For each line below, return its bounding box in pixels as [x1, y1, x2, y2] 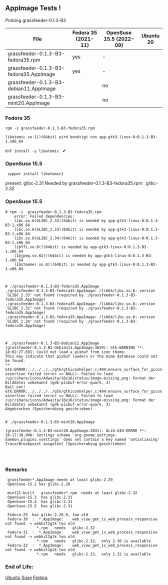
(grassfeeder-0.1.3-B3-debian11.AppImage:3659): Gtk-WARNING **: [5, 345, 144, 350]
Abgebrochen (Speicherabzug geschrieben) [5, 406, 93, 411]
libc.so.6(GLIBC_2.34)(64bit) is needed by [14, 235, 106, 240]
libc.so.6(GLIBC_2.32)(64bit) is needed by [14, 218, 106, 223]
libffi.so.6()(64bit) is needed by [14, 244, 88, 249]
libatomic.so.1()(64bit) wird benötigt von [5, 134, 97, 139]
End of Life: [5, 563, 33, 570]
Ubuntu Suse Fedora [5, 574, 48, 580]
